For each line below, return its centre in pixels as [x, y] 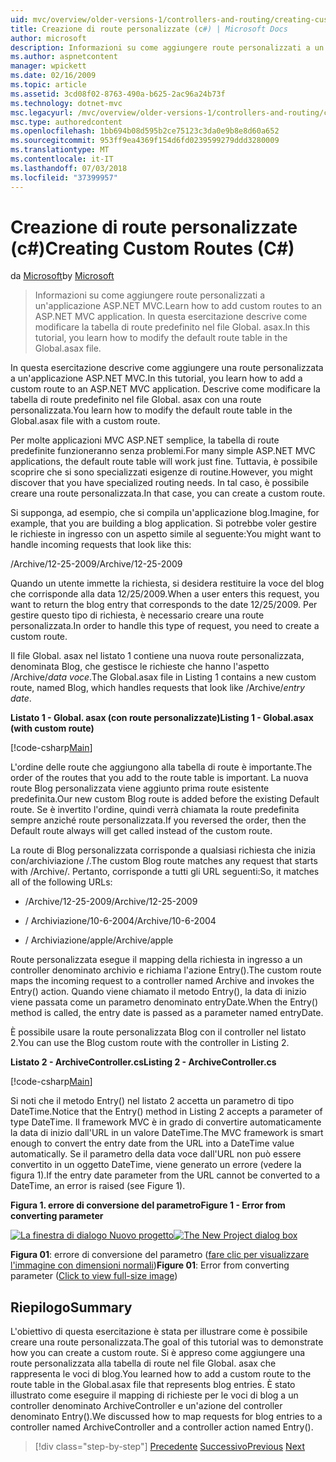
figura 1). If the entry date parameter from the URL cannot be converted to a [165, 1175]
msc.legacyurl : [42, 112]
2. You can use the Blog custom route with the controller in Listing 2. [150, 1043]
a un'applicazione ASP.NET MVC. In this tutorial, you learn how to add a [156, 378]
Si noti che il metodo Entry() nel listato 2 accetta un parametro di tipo [152, 1101]
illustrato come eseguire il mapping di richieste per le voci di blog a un [154, 1395]
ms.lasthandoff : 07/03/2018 [69, 168]
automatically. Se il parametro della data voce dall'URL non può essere [156, 1154]
